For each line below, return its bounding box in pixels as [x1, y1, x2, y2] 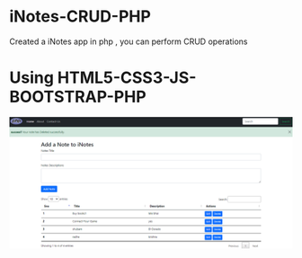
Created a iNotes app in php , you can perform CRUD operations [9, 36, 248, 47]
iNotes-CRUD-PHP [9, 6, 151, 27]
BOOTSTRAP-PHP [9, 87, 147, 107]
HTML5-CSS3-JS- [57, 67, 197, 88]
